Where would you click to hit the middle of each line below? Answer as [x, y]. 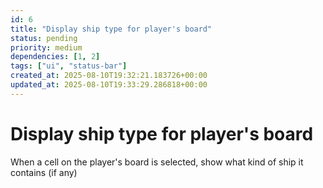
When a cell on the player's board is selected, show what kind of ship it [157, 162]
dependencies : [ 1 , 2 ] [55, 57]
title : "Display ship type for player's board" [111, 29]
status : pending [44, 38]
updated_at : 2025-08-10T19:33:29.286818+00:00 [109, 85]
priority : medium [46, 47]
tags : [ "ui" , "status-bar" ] [69, 66]
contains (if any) [44, 172]
